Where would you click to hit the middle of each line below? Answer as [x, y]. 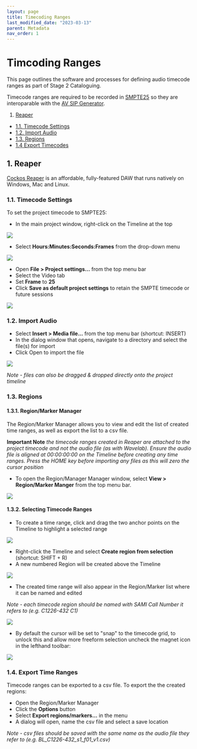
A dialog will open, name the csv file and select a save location [92, 722]
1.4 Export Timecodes [42, 145]
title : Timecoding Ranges [38, 17]
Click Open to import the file [50, 352]
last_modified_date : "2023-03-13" [49, 22]
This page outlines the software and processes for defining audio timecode [98, 79]
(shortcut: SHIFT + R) [41, 558]
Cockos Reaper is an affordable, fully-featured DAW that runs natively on [95, 178]
